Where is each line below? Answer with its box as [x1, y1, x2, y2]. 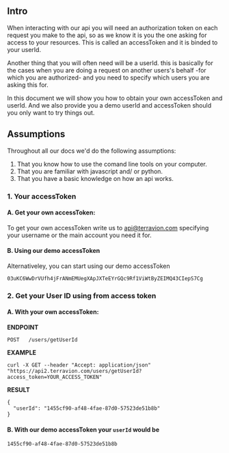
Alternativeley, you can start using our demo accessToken [7, 262, 171, 270]
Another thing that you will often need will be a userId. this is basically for [7, 58, 214, 67]
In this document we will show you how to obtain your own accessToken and [7, 94, 223, 102]
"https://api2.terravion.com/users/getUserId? [7, 368, 142, 375]
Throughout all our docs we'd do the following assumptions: [7, 147, 176, 155]
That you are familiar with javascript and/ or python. [16, 167, 163, 175]
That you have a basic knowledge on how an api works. [16, 174, 174, 182]
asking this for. [7, 80, 49, 88]
